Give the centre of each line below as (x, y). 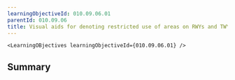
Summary (29, 67)
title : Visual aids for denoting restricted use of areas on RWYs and (112, 26)
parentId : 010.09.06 (37, 20)
